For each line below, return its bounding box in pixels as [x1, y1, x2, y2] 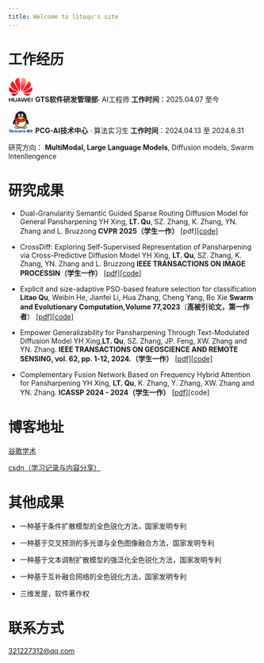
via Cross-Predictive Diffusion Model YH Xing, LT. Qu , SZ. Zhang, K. [19, 250, 242, 260]
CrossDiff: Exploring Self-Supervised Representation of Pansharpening [19, 242, 252, 251]
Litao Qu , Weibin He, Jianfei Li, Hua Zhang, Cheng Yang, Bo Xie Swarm [19, 293, 254, 302]
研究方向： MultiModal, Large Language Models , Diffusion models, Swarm [8, 143, 254, 152]
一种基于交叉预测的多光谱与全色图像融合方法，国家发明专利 [19, 538, 215, 547]
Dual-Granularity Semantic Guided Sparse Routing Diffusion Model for [19, 208, 249, 218]
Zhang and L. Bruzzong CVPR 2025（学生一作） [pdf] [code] [19, 227, 219, 235]
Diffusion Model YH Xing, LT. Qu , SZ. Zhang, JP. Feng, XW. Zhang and [19, 337, 247, 345]
